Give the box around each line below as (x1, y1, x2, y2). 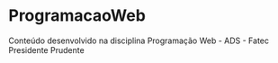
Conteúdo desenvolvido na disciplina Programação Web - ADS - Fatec (8, 35, 270, 46)
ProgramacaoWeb (8, 5, 146, 26)
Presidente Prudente (8, 44, 85, 55)
